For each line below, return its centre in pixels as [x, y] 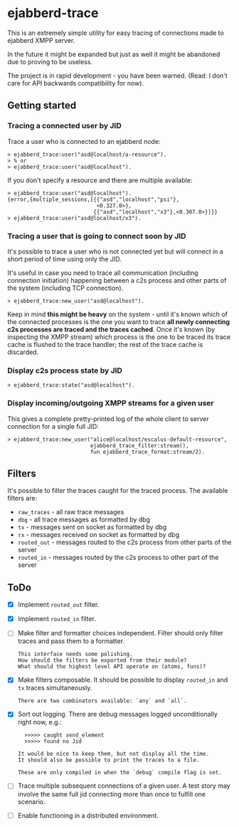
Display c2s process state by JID [65, 370]
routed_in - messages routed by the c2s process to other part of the [118, 558]
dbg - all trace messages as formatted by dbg [84, 520]
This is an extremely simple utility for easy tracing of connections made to [116, 33]
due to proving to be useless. [50, 61]
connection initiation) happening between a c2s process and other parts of [117, 280]
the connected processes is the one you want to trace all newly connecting [118, 321]
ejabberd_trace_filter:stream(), [140, 446]
